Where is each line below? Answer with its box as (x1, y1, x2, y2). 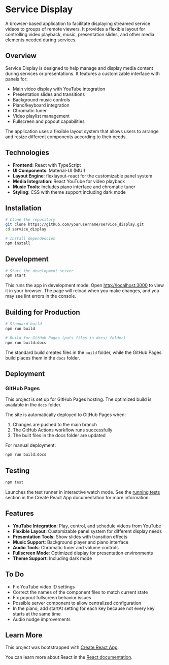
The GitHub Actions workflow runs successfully (12, 427, 113, 433)
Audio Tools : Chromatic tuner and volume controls (12, 544, 119, 550)
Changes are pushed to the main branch (12, 422, 97, 428)
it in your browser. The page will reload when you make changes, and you (5, 288, 160, 294)
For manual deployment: (5, 442, 56, 448)
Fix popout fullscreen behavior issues (12, 594, 91, 600)
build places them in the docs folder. (5, 354, 80, 361)
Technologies (5, 148, 50, 157)
